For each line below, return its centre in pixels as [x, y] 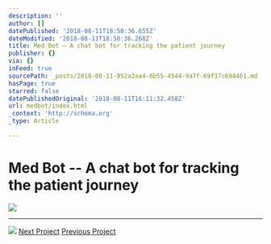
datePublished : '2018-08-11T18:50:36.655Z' [83, 31]
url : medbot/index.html [48, 106]
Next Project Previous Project [67, 231]
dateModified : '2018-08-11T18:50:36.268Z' [81, 38]
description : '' [35, 16]
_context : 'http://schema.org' [61, 114]
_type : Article [34, 121]
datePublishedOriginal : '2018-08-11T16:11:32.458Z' [97, 99]
